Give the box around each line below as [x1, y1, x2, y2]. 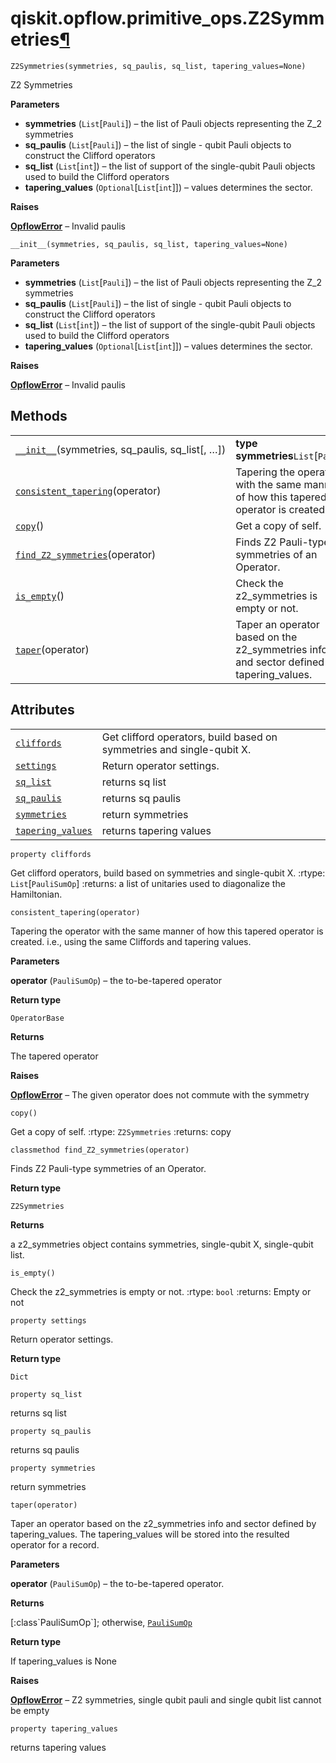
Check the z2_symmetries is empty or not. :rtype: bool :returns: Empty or [10, 1285, 312, 1297]
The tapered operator [10, 1050, 99, 1062]
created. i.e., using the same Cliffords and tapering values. [10, 935, 252, 947]
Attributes [10, 702, 75, 719]
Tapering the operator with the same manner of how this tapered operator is [10, 925, 324, 937]
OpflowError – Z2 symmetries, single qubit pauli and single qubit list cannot [10, 1693, 322, 1706]
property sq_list [10, 1389, 83, 1399]
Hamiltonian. [10, 888, 63, 900]
